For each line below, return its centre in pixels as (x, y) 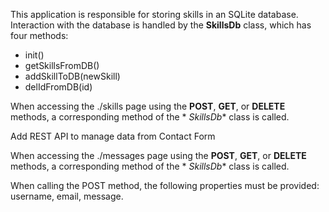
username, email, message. (67, 196)
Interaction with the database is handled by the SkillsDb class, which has (161, 25)
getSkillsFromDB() (62, 65)
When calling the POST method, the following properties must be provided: (165, 185)
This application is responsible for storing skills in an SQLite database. (154, 14)
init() (34, 55)
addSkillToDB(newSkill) (72, 76)
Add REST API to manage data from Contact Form (113, 136)
